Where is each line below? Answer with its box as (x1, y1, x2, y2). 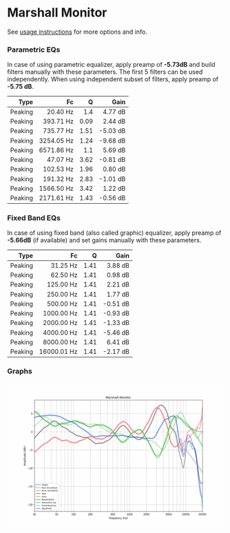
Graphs (7, 366, 32, 376)
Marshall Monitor (7, 5, 107, 21)
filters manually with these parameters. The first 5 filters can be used (7, 67, 203, 76)
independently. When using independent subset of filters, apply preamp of (7, 75, 219, 83)
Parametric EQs (7, 45, 61, 54)
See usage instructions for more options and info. (7, 28, 148, 36)
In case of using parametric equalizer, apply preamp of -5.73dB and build (7, 61, 216, 69)
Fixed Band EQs (7, 213, 61, 222)
